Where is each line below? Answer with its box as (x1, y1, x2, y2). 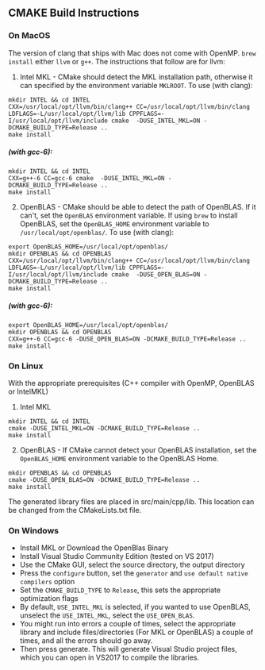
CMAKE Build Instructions (8, 6, 140, 20)
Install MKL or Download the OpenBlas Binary (19, 543, 169, 553)
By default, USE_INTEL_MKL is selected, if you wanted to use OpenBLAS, (19, 603, 252, 612)
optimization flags (19, 594, 79, 603)
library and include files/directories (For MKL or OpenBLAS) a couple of (19, 627, 254, 637)
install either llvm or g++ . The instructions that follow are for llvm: (8, 56, 226, 66)
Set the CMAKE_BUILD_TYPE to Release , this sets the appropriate (19, 585, 221, 595)
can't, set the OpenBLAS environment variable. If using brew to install (19, 210, 238, 220)
